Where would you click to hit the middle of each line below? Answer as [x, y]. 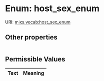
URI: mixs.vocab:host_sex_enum [38, 22]
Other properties [31, 37]
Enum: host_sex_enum [52, 9]
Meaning [34, 73]
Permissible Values [35, 59]
